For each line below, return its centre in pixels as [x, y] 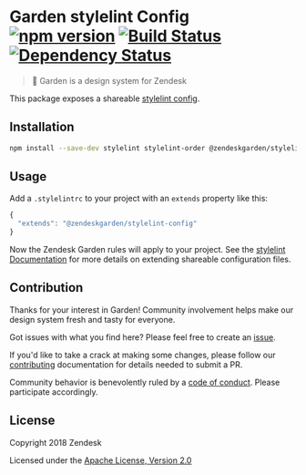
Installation [42, 127]
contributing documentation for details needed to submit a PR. [126, 364]
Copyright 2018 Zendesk [56, 442]
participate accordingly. [54, 392]
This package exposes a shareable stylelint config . [105, 98]
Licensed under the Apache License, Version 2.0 [101, 460]
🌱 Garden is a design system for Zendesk [109, 80]
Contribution [46, 288]
